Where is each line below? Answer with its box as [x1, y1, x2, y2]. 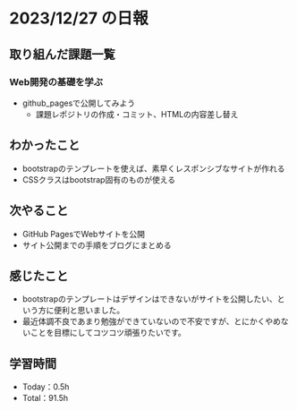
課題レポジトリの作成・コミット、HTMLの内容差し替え [35, 108, 239, 119]
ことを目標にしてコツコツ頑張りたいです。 [30, 328, 186, 338]
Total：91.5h [21, 393, 69, 404]
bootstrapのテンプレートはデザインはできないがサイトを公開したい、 [21, 294, 277, 304]
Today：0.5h [21, 381, 70, 392]
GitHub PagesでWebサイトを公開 [21, 228, 146, 239]
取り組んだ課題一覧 [9, 47, 115, 62]
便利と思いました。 [53, 305, 125, 316]
